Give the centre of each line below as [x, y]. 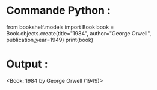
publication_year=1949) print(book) [50, 40]
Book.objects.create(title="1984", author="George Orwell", [79, 33]
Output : [27, 64]
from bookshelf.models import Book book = [60, 27]
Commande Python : [59, 10]
